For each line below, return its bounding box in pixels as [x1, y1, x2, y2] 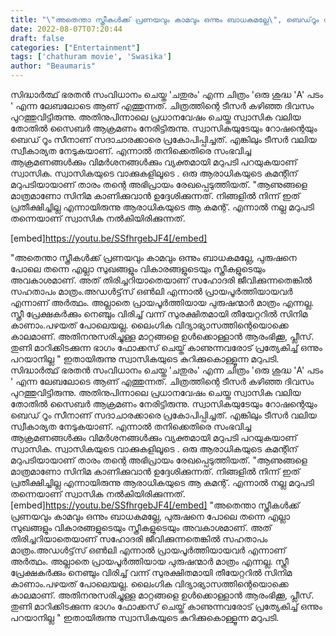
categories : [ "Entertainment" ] [10, 42, 141, 53]
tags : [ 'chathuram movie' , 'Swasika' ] [10, 52, 172, 62]
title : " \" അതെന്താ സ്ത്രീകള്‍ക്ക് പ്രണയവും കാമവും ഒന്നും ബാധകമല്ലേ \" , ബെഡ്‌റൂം [10, 14, 320, 25]
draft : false [10, 33, 65, 43]
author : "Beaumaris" [10, 61, 97, 71]
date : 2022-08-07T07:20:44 [10, 24, 123, 34]
